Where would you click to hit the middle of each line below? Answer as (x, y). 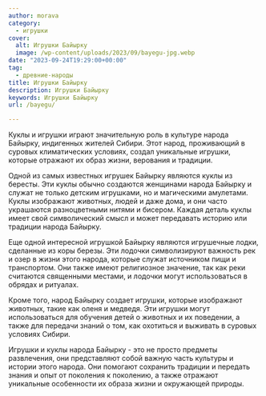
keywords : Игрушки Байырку (53, 98)
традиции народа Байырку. (55, 227)
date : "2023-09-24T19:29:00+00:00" (68, 61)
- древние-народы (44, 75)
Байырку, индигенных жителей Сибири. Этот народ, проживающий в (127, 143)
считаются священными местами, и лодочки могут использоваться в (128, 276)
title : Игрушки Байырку (48, 82)
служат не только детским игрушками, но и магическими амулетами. (128, 193)
